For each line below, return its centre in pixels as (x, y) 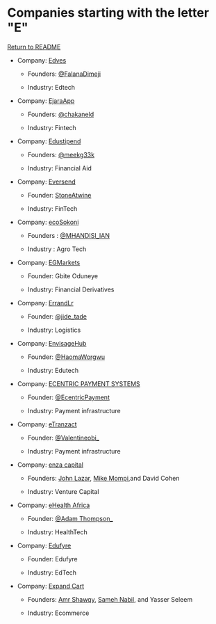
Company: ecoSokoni (48, 222)
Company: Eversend (47, 182)
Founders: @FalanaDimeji (64, 74)
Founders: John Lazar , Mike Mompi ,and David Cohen (103, 478)
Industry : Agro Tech (57, 249)
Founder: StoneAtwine (59, 195)
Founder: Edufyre (52, 559)
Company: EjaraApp (46, 101)
